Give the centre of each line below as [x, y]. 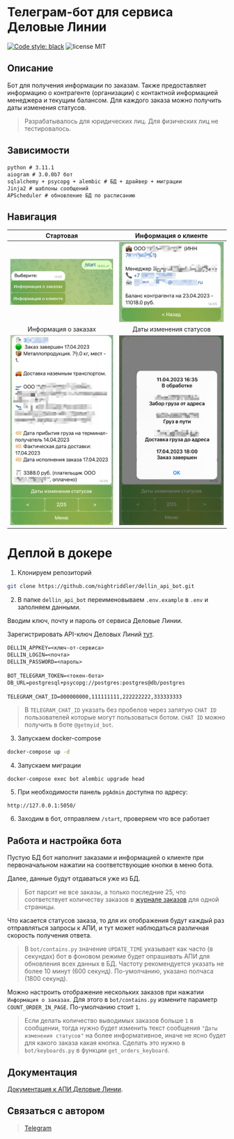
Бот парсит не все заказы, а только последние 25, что [105, 892]
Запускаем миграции [49, 765]
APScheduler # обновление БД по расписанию [71, 195]
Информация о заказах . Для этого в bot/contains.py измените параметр [112, 1000]
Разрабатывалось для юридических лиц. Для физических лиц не [121, 121]
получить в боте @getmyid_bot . [69, 724]
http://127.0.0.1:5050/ [42, 806]
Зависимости [38, 151]
